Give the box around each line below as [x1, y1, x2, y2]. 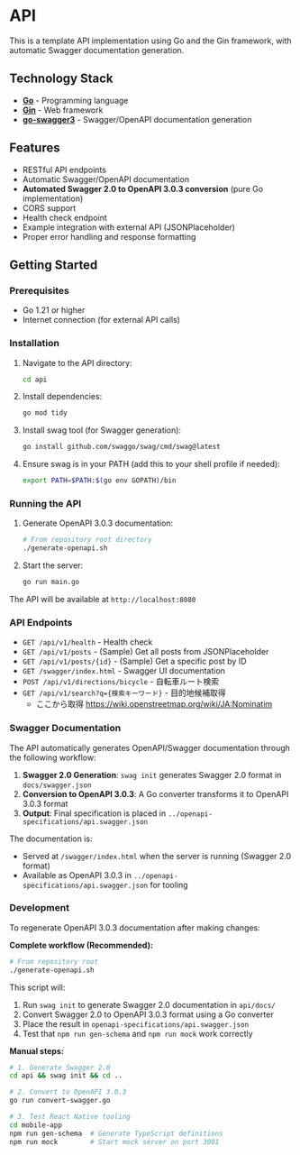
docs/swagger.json [22, 781, 92, 790]
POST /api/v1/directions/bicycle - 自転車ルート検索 [22, 676, 220, 687]
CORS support [22, 202, 77, 213]
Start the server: [22, 560, 84, 571]
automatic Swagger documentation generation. [9, 44, 185, 55]
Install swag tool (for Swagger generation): [22, 425, 182, 435]
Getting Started [9, 257, 98, 272]
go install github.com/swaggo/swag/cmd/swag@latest [22, 443, 221, 452]
